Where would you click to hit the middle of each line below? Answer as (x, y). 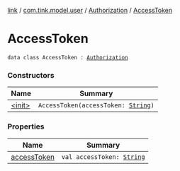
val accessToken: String (103, 157)
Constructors (31, 75)
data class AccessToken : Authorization (68, 57)
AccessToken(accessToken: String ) (96, 106)
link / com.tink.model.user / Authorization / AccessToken (90, 10)
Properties (26, 126)
